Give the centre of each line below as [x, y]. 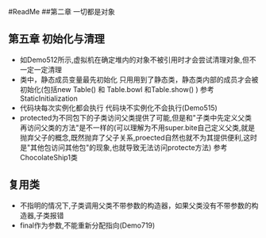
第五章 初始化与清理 [56, 39]
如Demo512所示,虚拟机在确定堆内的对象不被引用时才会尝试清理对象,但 [135, 59]
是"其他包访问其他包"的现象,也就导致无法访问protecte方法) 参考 [123, 147]
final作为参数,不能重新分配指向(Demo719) [87, 225]
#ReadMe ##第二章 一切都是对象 [62, 12]
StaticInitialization [48, 98]
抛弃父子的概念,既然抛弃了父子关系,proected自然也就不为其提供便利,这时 [139, 137]
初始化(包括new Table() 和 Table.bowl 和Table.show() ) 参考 [117, 89]
